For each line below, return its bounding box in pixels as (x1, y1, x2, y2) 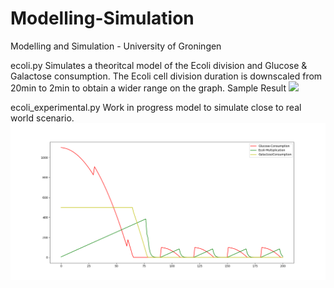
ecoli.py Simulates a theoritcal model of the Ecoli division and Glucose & (10, 59, 308, 71)
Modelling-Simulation (10, 7, 195, 30)
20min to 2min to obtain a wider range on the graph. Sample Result (10, 82, 287, 94)
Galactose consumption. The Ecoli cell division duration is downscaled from (10, 70, 323, 82)
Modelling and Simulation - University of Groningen (10, 40, 222, 52)
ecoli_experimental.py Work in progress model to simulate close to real (10, 101, 302, 113)
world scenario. (10, 112, 75, 124)
